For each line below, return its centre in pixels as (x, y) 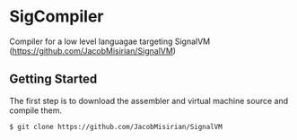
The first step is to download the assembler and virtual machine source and (149, 101)
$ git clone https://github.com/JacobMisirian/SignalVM (116, 127)
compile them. (36, 110)
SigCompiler (57, 17)
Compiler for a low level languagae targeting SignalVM (110, 41)
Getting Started (53, 79)
